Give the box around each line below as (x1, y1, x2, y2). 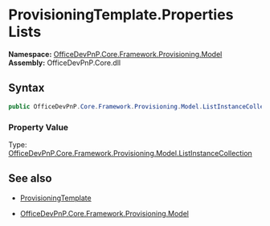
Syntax (8, 81, 45, 95)
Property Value (8, 121, 69, 133)
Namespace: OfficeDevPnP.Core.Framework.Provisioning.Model (8, 49, 223, 59)
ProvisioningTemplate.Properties (8, 6, 234, 24)
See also (8, 171, 52, 186)
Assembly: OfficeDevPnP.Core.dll (8, 58, 121, 68)
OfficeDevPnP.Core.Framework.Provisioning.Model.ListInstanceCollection (8, 148, 253, 158)
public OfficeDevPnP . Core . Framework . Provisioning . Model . (8, 102, 203, 110)
